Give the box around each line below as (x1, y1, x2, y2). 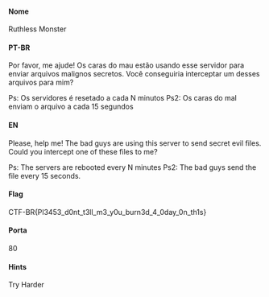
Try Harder (8, 280, 44, 290)
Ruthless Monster (8, 24, 67, 34)
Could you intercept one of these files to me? (8, 146, 159, 156)
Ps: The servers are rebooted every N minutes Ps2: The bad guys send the (8, 162, 257, 172)
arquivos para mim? (8, 77, 74, 88)
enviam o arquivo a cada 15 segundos (8, 101, 134, 112)
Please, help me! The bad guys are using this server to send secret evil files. (8, 138, 262, 148)
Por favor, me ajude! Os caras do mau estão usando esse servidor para (8, 60, 245, 70)
